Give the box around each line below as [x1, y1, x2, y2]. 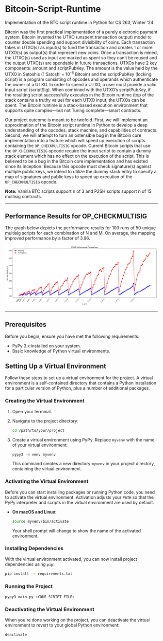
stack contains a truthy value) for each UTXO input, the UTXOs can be [5, 97, 146, 103]
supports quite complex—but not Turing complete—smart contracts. [5, 107, 142, 113]
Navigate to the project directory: [12, 418, 79, 424]
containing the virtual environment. [12, 466, 82, 472]
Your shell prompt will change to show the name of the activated [12, 528, 141, 533]
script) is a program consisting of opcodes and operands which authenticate [5, 76, 158, 82]
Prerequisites [5, 320, 47, 329]
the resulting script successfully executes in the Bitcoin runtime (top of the [5, 92, 154, 98]
